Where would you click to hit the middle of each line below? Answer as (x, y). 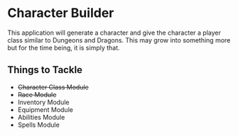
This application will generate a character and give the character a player (114, 33)
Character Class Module (53, 87)
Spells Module (39, 125)
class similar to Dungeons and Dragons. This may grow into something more (119, 40)
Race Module (37, 94)
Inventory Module (43, 102)
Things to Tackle (45, 70)
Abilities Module (41, 117)
